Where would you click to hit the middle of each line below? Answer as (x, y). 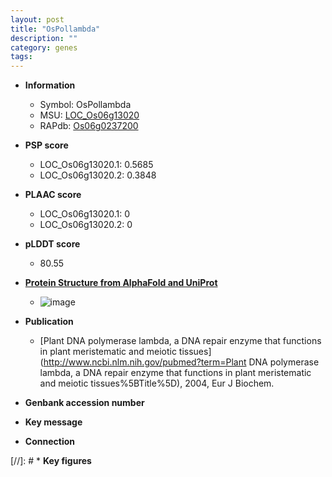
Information (50, 85)
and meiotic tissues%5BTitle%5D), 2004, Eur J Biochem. (157, 383)
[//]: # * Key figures (51, 461)
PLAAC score (53, 195)
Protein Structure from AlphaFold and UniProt (121, 283)
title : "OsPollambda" (55, 29)
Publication (49, 322)
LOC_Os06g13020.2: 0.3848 (98, 175)
